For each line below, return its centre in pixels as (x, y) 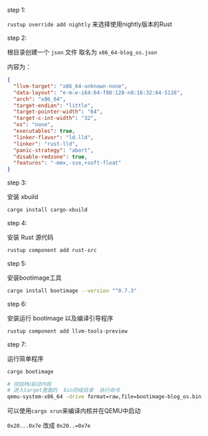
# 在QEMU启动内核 (29, 384)
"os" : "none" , (33, 125)
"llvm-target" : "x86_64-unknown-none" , (71, 86)
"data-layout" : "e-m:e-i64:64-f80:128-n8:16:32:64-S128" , (98, 92)
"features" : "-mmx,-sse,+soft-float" (67, 163)
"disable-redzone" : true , (51, 157)
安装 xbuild (23, 197)
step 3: (17, 183)
